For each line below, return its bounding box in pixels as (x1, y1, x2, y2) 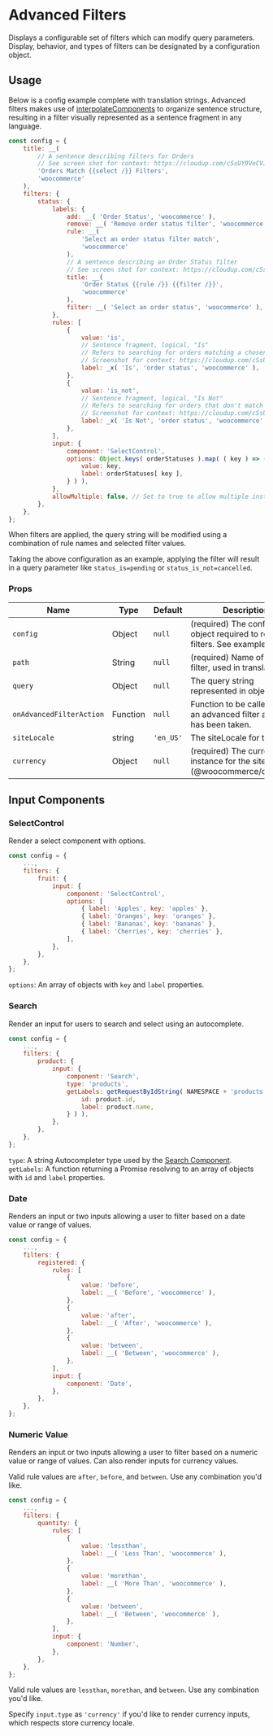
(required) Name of (190, 651, 264, 662)
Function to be (190, 698, 245, 710)
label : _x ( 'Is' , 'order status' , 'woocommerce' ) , (80, 364, 260, 372)
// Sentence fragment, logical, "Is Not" (80, 394, 223, 402)
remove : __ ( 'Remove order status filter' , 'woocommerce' (66, 220, 267, 229)
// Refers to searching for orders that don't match (80, 401, 264, 410)
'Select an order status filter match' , (80, 235, 220, 243)
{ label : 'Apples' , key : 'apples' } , (80, 905, 209, 913)
